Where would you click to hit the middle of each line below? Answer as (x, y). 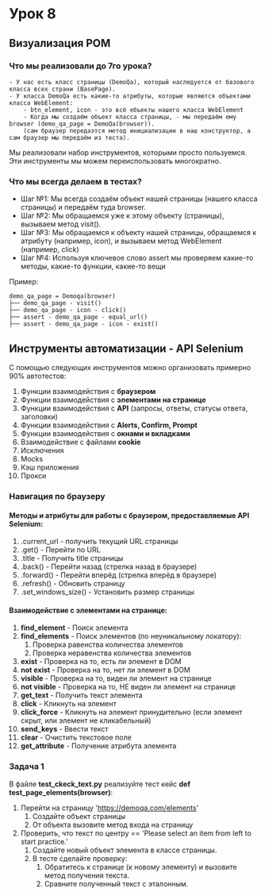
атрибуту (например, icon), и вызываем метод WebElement (121, 241)
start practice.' (44, 841)
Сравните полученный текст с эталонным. (116, 883)
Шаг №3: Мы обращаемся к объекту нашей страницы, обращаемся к (138, 233)
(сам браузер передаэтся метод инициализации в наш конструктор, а (137, 131)
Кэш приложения (50, 467)
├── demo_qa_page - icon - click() (68, 311)
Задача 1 (27, 767)
